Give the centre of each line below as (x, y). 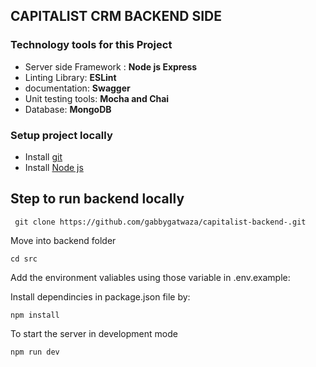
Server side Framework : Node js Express (111, 66)
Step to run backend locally (97, 199)
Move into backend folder (63, 240)
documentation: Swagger (77, 88)
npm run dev (35, 352)
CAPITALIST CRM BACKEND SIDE (116, 16)
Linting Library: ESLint (70, 77)
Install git (43, 156)
